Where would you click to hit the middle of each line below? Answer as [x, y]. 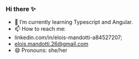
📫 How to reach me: [40, 29]
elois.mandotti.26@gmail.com [51, 44]
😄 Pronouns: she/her [41, 51]
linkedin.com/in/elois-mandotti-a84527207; [68, 37]
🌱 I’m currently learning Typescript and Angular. [73, 22]
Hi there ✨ [21, 9]
